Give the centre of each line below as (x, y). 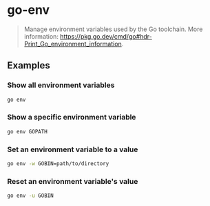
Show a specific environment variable (72, 118)
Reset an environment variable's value (73, 181)
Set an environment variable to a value (73, 149)
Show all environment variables (61, 85)
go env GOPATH (28, 131)
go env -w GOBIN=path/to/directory (58, 163)
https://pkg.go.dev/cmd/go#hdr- (106, 36)
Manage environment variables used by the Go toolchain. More (113, 29)
